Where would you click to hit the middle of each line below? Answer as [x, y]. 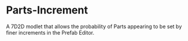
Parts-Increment [47, 10]
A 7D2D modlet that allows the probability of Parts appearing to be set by [94, 26]
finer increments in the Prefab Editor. [50, 32]
